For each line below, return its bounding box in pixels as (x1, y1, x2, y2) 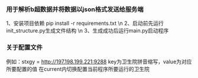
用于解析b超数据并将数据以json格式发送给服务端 (6, 5, 144, 13)
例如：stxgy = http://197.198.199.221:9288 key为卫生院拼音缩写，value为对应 (6, 58, 192, 65)
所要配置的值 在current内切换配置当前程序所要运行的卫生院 (6, 65, 150, 72)
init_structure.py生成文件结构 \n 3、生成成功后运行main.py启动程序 (6, 27, 169, 34)
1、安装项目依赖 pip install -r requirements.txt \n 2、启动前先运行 (6, 19, 164, 27)
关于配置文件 (6, 43, 43, 51)
